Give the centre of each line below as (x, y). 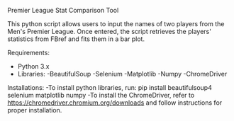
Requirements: (28, 53)
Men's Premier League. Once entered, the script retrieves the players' (109, 31)
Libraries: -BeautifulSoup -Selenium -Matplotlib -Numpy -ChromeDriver (122, 74)
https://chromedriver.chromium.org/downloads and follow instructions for (115, 103)
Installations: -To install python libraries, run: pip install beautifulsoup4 (110, 87)
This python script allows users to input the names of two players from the (116, 24)
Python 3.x (33, 66)
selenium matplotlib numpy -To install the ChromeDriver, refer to (101, 95)
